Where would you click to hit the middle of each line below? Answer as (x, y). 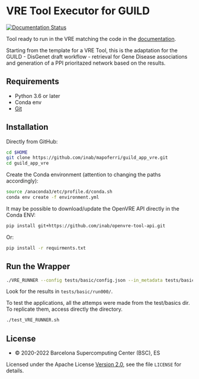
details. (15, 371)
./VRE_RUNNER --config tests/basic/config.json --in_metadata (84, 280)
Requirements (33, 82)
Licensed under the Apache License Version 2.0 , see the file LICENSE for (94, 364)
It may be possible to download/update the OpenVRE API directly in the (93, 208)
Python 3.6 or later (37, 95)
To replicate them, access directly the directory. (65, 309)
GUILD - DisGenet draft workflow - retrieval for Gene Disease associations (97, 56)
